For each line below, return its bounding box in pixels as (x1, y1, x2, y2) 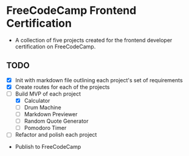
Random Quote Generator (24, 117, 89, 125)
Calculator (24, 97, 50, 104)
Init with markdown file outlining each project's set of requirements (15, 76, 184, 83)
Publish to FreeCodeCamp (15, 143, 81, 151)
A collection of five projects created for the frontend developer (15, 36, 173, 44)
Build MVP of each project (15, 90, 81, 97)
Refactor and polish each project (15, 131, 97, 138)
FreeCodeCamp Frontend (6, 4, 137, 18)
